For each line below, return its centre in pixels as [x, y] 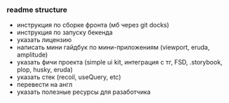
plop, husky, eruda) [44, 70]
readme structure [37, 10]
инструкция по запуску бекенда [65, 32]
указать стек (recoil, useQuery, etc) [69, 77]
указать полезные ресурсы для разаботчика [84, 92]
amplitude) [32, 55]
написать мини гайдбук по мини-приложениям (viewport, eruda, [113, 48]
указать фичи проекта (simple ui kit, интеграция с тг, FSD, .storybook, [119, 62]
